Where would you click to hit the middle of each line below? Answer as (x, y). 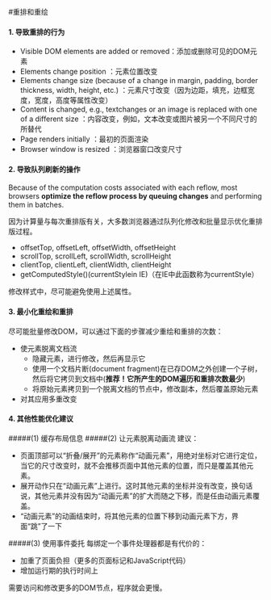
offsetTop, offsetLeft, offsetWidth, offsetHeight (98, 248)
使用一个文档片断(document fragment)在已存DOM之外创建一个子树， (147, 368)
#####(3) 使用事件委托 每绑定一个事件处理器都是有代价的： (108, 543)
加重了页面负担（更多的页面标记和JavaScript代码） (105, 560)
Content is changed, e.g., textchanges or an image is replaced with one (139, 109)
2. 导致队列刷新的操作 (44, 169)
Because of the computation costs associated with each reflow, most (123, 187)
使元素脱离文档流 (48, 348)
